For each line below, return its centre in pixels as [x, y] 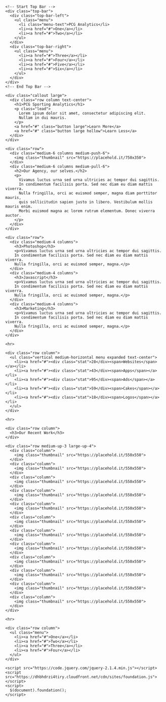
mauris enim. [19, 206]
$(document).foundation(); [38, 690]
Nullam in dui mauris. [43, 118]
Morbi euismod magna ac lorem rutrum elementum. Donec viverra [87, 211]
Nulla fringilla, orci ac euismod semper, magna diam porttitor [88, 193]
